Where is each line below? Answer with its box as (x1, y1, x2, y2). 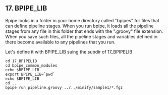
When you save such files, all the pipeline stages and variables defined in (5, 33, 158, 39)
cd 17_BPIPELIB (5, 58, 37, 64)
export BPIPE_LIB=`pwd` (5, 72, 55, 77)
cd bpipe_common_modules (5, 63, 58, 68)
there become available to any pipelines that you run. (5, 39, 116, 45)
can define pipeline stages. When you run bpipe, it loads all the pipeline (5, 23, 154, 29)
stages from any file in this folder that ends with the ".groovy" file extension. (5, 28, 163, 34)
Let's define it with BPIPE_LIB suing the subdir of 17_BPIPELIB (5, 49, 133, 55)
